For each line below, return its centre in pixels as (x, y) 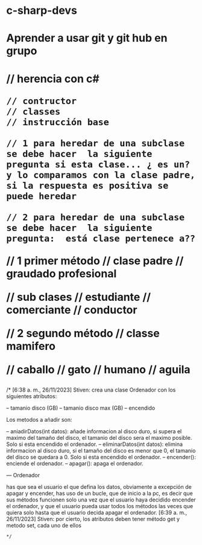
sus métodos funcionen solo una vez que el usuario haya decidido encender (101, 500)
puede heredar (42, 196)
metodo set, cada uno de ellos (44, 525)
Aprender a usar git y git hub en (87, 38)
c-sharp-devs (42, 11)
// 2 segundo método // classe (83, 333)
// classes (33, 111)
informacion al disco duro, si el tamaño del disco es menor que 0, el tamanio (101, 450)
